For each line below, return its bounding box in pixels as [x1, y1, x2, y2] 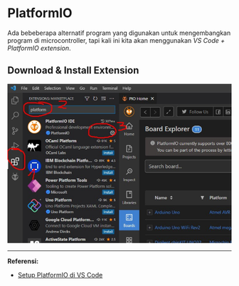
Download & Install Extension [7, 64, 139, 76]
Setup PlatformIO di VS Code [17, 270, 103, 279]
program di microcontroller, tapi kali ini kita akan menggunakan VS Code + [7, 36, 225, 44]
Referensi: [7, 257, 39, 265]
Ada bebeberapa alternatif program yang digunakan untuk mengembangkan [7, 29, 231, 37]
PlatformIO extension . [7, 44, 71, 52]
